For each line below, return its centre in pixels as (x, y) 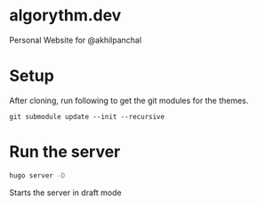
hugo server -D (37, 175)
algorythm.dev (65, 16)
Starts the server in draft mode (65, 193)
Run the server (65, 152)
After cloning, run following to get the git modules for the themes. (129, 100)
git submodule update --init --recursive (87, 116)
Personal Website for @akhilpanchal (76, 40)
